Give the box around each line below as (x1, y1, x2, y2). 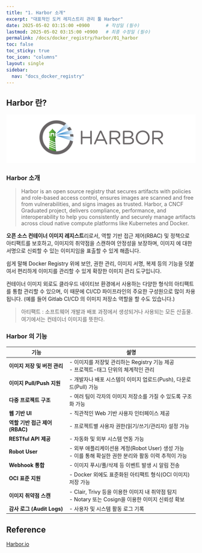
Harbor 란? (6, 97, 47, 108)
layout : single (6, 60, 44, 66)
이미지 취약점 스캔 (8, 492, 51, 499)
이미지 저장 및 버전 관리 (8, 362, 63, 369)
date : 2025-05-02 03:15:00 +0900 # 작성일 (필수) (6, 22, 140, 28)
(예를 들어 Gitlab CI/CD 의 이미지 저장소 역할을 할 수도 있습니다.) (23, 295, 176, 303)
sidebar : (6, 67, 28, 73)
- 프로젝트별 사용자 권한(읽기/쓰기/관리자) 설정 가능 (69, 422, 189, 430)
